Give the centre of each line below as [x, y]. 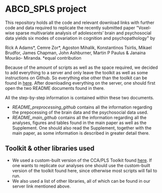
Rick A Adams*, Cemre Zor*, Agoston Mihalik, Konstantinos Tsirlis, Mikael [79, 47]
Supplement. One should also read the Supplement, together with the [82, 128]
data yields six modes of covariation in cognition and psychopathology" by [80, 38]
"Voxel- [144, 27]
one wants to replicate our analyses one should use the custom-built [81, 165]
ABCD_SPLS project [46, 9]
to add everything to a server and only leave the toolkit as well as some [77, 72]
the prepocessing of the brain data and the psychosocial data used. [80, 112]
